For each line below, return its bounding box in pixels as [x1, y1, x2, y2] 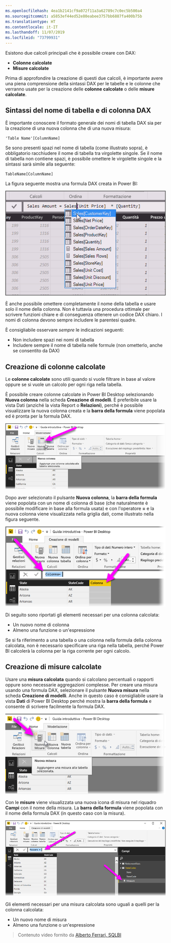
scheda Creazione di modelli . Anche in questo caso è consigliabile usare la [5, 693, 164, 699]
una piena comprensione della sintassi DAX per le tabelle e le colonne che [5, 81, 160, 86]
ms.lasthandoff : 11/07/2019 [5, 30, 65, 35]
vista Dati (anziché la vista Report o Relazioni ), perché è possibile [5, 402, 144, 408]
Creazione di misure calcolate [5, 662, 102, 672]
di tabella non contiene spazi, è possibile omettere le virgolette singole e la [5, 155, 162, 162]
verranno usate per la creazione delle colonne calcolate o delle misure [5, 86, 155, 92]
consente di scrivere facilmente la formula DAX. [5, 703, 105, 709]
